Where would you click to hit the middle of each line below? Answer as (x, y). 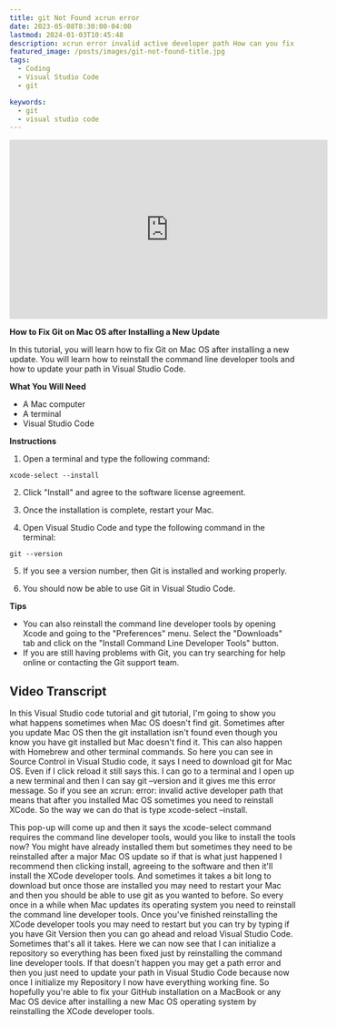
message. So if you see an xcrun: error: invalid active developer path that (146, 791)
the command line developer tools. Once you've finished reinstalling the (144, 915)
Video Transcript (58, 691)
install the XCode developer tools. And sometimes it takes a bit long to (140, 876)
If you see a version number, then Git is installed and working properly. (155, 571)
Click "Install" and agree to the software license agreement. (134, 493)
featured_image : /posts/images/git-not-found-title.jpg (117, 52)
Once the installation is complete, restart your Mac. (118, 510)
